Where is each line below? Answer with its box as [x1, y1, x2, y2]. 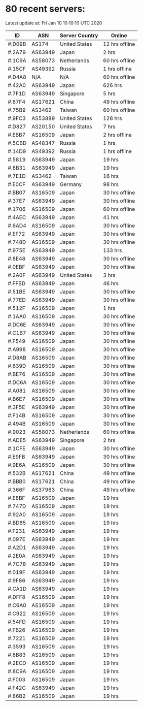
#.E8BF [8, 494, 25, 501]
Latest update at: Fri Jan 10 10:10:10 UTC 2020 [5, 20, 102, 26]
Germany [60, 181, 82, 188]
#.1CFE [8, 445, 26, 452]
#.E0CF [8, 181, 26, 188]
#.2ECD [8, 659, 26, 666]
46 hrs [103, 280, 119, 287]
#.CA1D [8, 585, 27, 592]
